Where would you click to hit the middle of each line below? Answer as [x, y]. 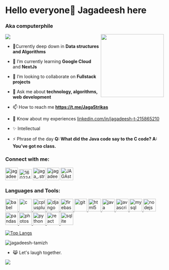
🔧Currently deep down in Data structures [56, 46]
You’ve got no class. [34, 146]
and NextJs [25, 67]
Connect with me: [27, 159]
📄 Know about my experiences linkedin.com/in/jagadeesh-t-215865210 [86, 119]
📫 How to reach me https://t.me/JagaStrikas [60, 107]
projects [21, 82]
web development [32, 97]
